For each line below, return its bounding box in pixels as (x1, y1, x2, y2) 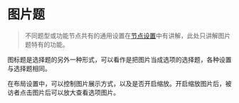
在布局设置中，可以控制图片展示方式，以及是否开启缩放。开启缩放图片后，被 (7, 79, 232, 87)
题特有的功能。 (24, 40, 69, 48)
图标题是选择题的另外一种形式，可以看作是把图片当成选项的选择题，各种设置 (7, 55, 232, 64)
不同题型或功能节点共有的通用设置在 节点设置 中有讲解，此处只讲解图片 (24, 31, 231, 40)
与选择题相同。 (7, 64, 51, 72)
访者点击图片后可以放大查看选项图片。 (7, 88, 119, 97)
